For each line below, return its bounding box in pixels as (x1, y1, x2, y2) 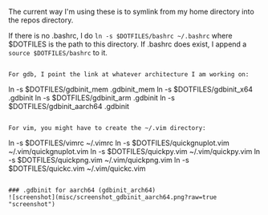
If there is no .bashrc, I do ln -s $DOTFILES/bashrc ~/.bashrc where (8, 31, 233, 40)
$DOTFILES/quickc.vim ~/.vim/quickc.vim (8, 164, 146, 173)
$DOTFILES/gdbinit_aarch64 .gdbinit (8, 102, 130, 111)
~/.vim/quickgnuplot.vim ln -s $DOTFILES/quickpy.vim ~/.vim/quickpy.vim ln (8, 147, 261, 156)
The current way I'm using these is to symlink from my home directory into (8, 7, 254, 16)
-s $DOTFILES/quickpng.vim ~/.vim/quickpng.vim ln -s (8, 156, 190, 164)
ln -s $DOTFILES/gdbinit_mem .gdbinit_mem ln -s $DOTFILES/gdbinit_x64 (8, 84, 254, 94)
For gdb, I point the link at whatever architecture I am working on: (8, 71, 250, 79)
